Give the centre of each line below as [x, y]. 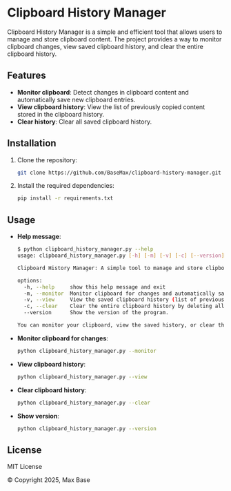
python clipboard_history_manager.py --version [87, 429]
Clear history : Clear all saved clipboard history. [84, 122]
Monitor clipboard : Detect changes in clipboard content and [103, 92]
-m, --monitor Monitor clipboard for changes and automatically [119, 293]
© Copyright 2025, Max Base [49, 480]
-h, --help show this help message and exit [95, 287]
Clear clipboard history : [52, 390]
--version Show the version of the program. [96, 313]
